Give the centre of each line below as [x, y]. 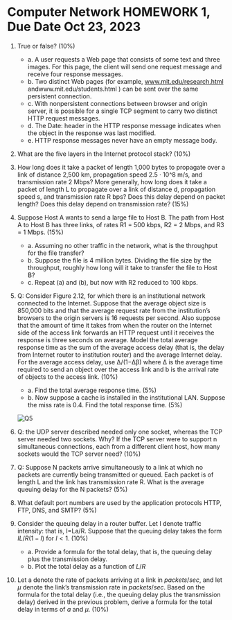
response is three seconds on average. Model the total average [108, 339]
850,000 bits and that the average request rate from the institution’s [114, 310]
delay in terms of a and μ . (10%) [63, 609]
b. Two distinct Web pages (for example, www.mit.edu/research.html [125, 81]
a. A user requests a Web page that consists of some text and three [124, 59]
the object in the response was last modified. [92, 133]
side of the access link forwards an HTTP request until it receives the [116, 333]
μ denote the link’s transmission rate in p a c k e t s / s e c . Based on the [111, 587]
